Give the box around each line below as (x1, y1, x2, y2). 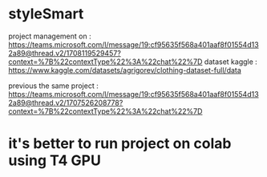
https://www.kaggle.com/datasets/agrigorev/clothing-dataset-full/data (8, 65, 242, 74)
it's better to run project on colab (8, 135, 232, 153)
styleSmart (8, 5, 84, 23)
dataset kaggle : (204, 57, 258, 66)
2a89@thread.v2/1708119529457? (8, 48, 122, 58)
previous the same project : (8, 81, 99, 91)
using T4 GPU (8, 151, 102, 170)
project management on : (8, 31, 91, 41)
